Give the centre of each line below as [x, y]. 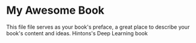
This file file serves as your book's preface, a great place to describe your [98, 27]
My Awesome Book [55, 10]
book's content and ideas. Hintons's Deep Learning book [77, 33]
